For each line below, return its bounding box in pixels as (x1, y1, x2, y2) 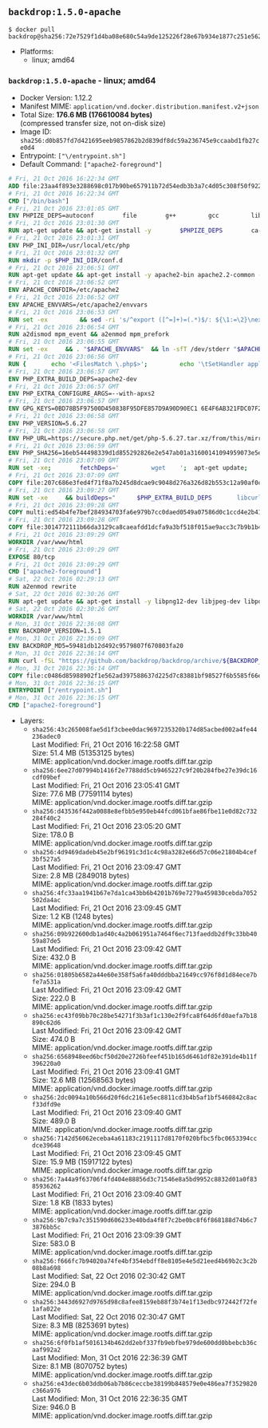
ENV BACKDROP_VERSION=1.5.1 (8, 627, 102, 635)
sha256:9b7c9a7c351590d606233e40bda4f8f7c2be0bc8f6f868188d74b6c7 (31, 1217, 258, 1225)
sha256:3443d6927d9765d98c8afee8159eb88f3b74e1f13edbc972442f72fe (31, 1298, 258, 1307)
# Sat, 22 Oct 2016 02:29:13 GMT (8, 575, 120, 583)
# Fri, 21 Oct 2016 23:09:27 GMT (8, 486, 120, 494)
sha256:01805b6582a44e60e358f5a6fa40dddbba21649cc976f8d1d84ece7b (31, 971, 258, 980)
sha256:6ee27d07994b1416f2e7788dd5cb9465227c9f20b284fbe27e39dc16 (31, 767, 258, 775)
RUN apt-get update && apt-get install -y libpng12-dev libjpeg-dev (8, 598, 241, 606)
